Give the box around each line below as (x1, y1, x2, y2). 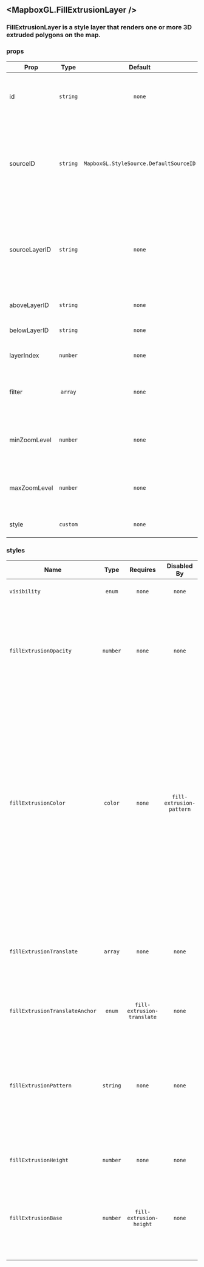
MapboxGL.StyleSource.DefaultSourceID (84, 160, 196, 167)
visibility (9, 588, 41, 595)
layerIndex (9, 351, 39, 359)
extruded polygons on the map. (6, 30, 101, 39)
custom (58, 521, 78, 528)
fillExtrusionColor (9, 799, 66, 806)
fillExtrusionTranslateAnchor (9, 1008, 97, 1014)
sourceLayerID (9, 245, 52, 253)
